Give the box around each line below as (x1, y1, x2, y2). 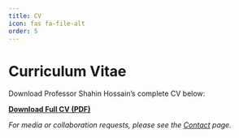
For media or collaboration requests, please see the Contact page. (8, 120, 232, 130)
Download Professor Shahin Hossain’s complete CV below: (8, 88, 206, 98)
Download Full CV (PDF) (8, 105, 91, 114)
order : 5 (8, 27, 38, 35)
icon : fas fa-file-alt (8, 19, 85, 28)
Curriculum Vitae (8, 62, 127, 80)
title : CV (8, 11, 42, 20)
